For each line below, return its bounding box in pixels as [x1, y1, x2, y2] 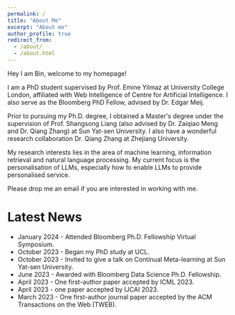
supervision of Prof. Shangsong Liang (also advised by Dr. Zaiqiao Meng [7, 119, 218, 127]
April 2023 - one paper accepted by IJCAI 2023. [17, 285, 159, 294]
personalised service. [7, 171, 71, 179]
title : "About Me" [7, 17, 62, 24]
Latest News [7, 210, 83, 225]
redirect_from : [7, 37, 52, 44]
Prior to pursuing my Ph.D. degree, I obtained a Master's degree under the [7, 111, 224, 120]
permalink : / [7, 10, 46, 18]
